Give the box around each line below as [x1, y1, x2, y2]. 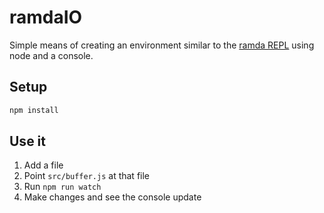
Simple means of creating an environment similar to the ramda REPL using [9, 39, 315, 51]
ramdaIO [9, 6, 83, 29]
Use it [9, 133, 46, 150]
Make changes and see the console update [23, 191, 202, 203]
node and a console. [9, 49, 94, 61]
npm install [9, 105, 59, 115]
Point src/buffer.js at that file [23, 170, 151, 182]
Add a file [23, 159, 64, 171]
